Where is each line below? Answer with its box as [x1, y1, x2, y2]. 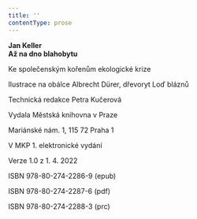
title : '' [8, 11, 41, 20]
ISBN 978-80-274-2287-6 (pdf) [8, 186, 110, 195]
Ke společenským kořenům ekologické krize [8, 64, 151, 73]
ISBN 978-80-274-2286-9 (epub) [8, 171, 117, 180]
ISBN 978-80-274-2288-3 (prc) [8, 202, 110, 211]
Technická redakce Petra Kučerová [8, 95, 122, 104]
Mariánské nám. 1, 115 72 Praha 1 [8, 125, 114, 135]
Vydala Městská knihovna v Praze [8, 109, 118, 119]
